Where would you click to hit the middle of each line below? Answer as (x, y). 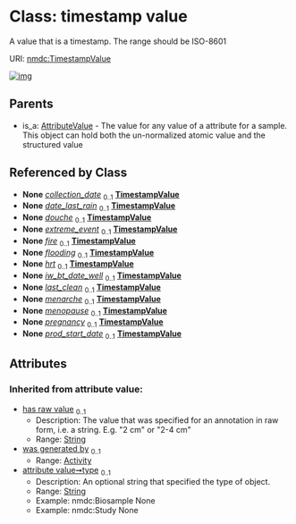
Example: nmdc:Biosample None (95, 501)
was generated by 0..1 (61, 450)
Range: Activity (63, 461)
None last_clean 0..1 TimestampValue (91, 288)
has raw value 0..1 (54, 410)
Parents (31, 104)
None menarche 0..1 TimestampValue (91, 300)
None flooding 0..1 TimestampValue (88, 254)
